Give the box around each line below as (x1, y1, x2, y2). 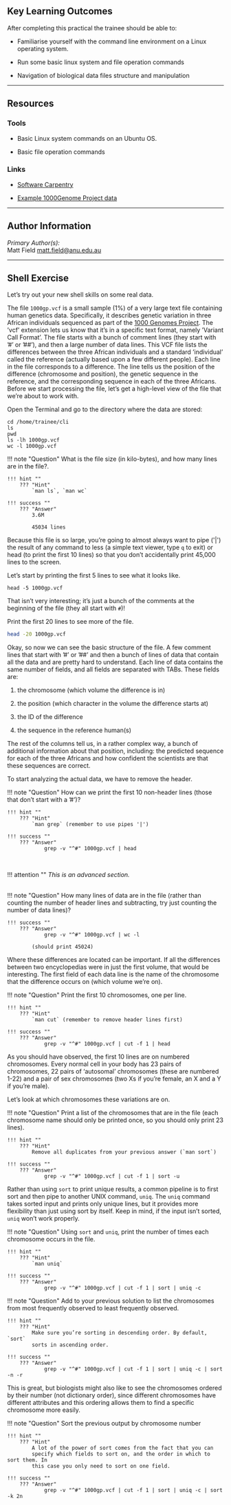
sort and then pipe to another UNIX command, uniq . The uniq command (7, 1192, 210, 1201)
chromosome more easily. (7, 1406, 80, 1414)
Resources (7, 98, 54, 110)
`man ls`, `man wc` (32, 488, 88, 495)
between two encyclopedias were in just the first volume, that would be (7, 963, 210, 972)
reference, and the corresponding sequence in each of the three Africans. (7, 377, 217, 386)
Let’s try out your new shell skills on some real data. (7, 291, 154, 299)
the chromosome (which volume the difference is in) (16, 686, 166, 694)
